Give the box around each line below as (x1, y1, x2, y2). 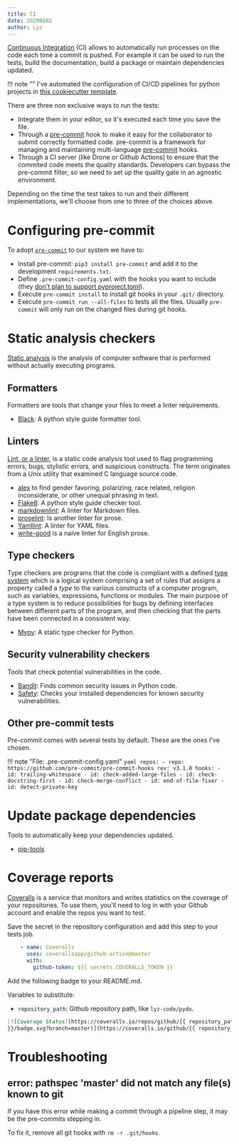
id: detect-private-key (7, 784, 78, 791)
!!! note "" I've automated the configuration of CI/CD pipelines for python (7, 80, 221, 88)
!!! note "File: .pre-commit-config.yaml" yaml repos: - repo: (7, 757, 185, 766)
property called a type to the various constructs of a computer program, (7, 583, 219, 592)
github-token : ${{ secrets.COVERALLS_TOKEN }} (33, 963, 174, 971)
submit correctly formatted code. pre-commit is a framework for (17, 138, 206, 146)
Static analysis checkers (7, 330, 156, 346)
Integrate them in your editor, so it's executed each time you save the (17, 115, 221, 123)
